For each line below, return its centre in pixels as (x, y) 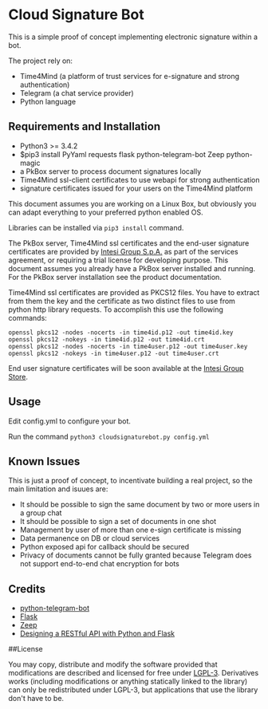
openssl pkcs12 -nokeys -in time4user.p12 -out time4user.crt (114, 353)
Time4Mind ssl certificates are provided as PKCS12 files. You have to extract (134, 292)
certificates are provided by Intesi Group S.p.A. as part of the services (123, 251)
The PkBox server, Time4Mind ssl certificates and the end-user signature (129, 243)
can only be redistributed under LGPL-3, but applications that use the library (133, 690)
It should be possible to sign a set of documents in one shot (118, 522)
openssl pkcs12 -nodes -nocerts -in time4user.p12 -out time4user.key (128, 346)
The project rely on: (41, 61)
